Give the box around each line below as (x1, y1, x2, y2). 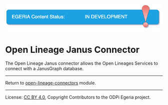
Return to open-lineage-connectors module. (5, 80, 96, 86)
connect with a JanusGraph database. (5, 66, 84, 72)
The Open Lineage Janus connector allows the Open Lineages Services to (5, 60, 158, 66)
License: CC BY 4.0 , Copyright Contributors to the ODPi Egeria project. (5, 94, 151, 101)
